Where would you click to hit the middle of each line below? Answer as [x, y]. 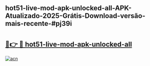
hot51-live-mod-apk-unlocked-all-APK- [68, 8]
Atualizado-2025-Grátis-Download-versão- [75, 16]
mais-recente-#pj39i [39, 24]
